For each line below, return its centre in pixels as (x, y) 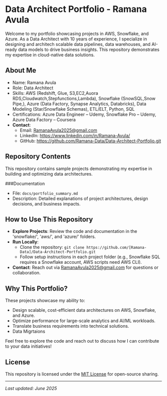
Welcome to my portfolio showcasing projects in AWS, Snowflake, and (77, 33)
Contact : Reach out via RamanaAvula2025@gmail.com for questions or (85, 267)
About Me (21, 71)
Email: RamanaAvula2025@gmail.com (58, 130)
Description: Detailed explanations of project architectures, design (80, 198)
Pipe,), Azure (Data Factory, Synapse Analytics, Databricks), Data (79, 104)
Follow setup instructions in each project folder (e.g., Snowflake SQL (90, 257)
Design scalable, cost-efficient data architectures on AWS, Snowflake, (84, 310)
